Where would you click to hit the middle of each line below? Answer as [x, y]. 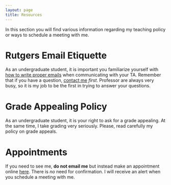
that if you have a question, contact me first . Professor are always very [80, 80]
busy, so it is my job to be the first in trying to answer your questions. [78, 86]
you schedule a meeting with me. [40, 177]
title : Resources [24, 15]
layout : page [19, 10]
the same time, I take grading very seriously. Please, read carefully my [79, 126]
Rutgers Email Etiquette [56, 55]
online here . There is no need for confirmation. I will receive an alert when [83, 172]
